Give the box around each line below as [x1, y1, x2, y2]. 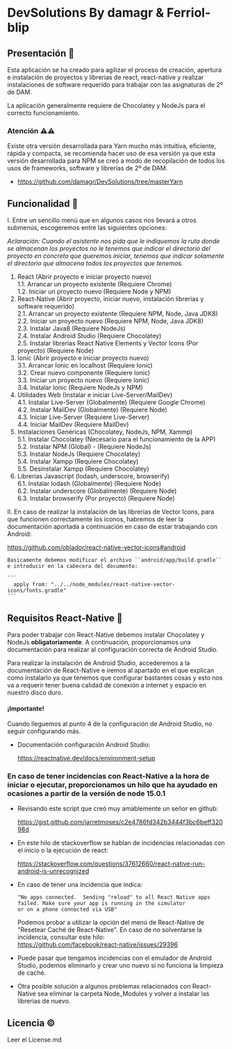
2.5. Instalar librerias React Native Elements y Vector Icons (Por [17, 339, 199, 348]
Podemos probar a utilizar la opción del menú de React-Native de [17, 918, 205, 927]
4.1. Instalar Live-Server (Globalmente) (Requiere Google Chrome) [17, 398, 206, 407]
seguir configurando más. [7, 727, 81, 735]
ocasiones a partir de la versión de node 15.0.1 [7, 789, 166, 799]
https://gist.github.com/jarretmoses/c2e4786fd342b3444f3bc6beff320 [17, 818, 224, 827]
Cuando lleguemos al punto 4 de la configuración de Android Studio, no [7, 719, 213, 728]
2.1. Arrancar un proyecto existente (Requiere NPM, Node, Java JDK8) [17, 309, 218, 318]
